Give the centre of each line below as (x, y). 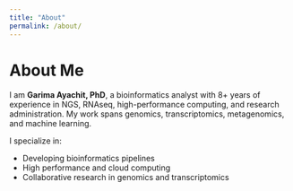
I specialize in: (36, 141)
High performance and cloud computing (96, 168)
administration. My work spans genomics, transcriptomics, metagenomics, (147, 114)
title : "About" (38, 17)
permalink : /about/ (46, 26)
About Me (47, 70)
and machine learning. (51, 124)
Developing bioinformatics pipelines (88, 159)
